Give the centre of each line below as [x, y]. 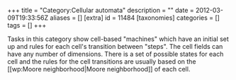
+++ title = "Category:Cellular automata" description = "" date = [101, 10]
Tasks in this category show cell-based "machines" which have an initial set [118, 39]
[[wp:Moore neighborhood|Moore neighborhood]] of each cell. [99, 69]
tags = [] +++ [27, 25]
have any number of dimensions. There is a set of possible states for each [116, 54]
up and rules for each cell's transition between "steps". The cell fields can [115, 46]
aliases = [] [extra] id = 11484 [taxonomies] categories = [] [135, 18]
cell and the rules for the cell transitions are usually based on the [102, 62]
